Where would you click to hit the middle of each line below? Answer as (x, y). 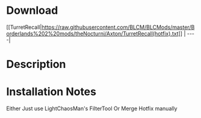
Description (36, 64)
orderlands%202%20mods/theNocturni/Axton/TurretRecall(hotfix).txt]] (94, 33)
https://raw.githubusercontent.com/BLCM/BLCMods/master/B (118, 27)
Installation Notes (51, 92)
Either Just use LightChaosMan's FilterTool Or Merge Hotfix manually (92, 108)
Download (32, 11)
